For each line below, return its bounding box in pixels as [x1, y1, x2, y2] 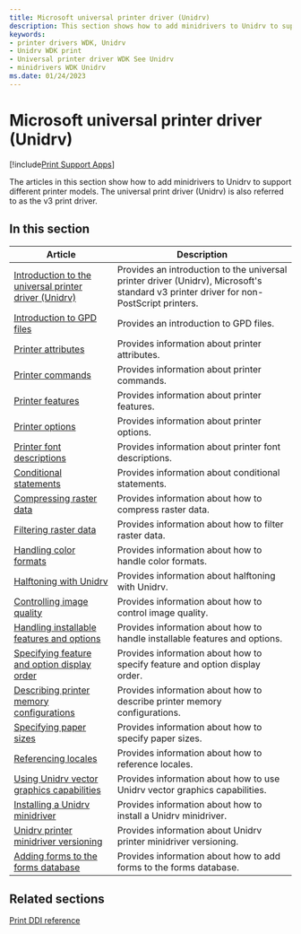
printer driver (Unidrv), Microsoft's [116, 275, 262, 287]
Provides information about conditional [116, 466, 280, 478]
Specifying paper [13, 720, 87, 733]
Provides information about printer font [116, 441, 280, 453]
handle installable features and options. [116, 632, 283, 644]
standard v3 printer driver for [116, 285, 240, 298]
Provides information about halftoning [116, 569, 276, 581]
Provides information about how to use [116, 773, 280, 785]
